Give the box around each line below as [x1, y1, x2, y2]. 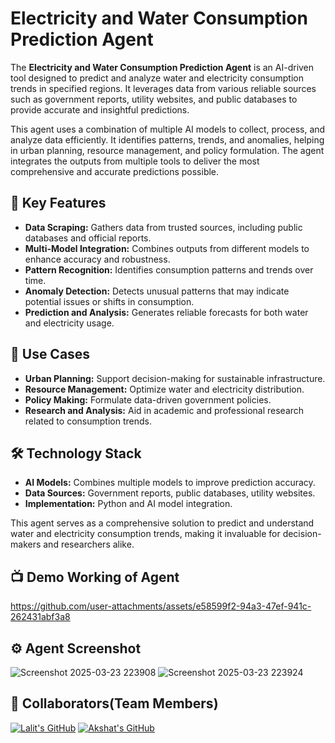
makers [10, 538, 42, 551]
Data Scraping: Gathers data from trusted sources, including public [24, 221, 303, 233]
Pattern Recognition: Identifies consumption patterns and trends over [24, 263, 314, 276]
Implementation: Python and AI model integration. [24, 498, 233, 510]
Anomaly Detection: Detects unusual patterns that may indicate [24, 285, 290, 297]
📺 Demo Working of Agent [10, 568, 180, 586]
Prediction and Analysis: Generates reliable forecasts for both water [24, 306, 309, 318]
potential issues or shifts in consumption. [24, 295, 195, 307]
